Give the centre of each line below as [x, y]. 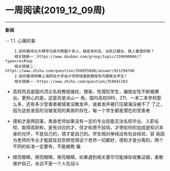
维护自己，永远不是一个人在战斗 [46, 163]
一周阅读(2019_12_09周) [55, 10]
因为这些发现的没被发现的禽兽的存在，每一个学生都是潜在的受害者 [81, 110]
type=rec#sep [19, 61]
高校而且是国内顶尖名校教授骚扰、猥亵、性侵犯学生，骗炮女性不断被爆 [86, 91]
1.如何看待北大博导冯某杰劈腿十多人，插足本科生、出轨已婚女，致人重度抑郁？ [84, 51]
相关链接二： [26, 66]
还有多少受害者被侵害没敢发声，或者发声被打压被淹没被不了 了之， [95, 104]
